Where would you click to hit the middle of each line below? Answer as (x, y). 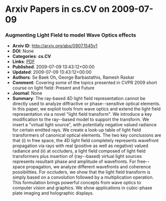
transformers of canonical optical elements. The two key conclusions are (87, 135)
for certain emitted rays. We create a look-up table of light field (77, 130)
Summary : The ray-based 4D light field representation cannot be (79, 99)
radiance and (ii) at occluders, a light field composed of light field (79, 151)
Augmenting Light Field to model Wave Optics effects (71, 35)
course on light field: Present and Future (53, 88)
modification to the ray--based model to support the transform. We (81, 119)
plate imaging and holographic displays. (53, 193)
